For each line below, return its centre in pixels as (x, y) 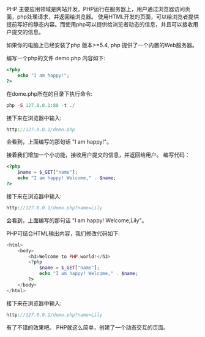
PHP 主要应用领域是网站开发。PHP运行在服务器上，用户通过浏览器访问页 (99, 9)
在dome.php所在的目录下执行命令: (50, 93)
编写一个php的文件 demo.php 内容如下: (56, 58)
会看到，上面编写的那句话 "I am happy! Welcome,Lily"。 (77, 220)
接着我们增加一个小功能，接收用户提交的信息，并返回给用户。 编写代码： (98, 155)
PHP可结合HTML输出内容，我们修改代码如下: (63, 233)
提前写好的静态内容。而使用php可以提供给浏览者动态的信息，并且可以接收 (100, 24)
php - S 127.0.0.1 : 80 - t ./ (41, 105)
